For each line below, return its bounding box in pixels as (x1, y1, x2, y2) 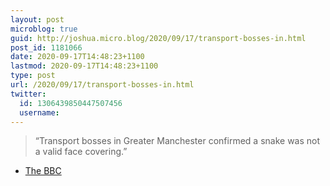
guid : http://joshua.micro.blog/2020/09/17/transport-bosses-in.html (10, 33, 307, 43)
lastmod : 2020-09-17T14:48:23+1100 (10, 61, 159, 71)
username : (19, 107, 60, 118)
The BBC (24, 165, 62, 177)
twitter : (10, 89, 47, 99)
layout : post (10, 14, 65, 25)
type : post (10, 71, 56, 81)
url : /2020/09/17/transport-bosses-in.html (10, 80, 195, 90)
